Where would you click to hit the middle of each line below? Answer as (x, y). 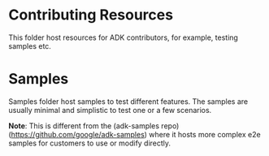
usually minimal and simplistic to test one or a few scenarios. (110, 110)
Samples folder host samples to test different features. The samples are (128, 101)
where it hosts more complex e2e (205, 134)
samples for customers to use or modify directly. (90, 143)
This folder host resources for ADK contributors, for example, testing (123, 37)
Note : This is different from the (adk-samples (84, 126)
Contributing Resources (91, 15)
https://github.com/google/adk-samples (78, 134)
